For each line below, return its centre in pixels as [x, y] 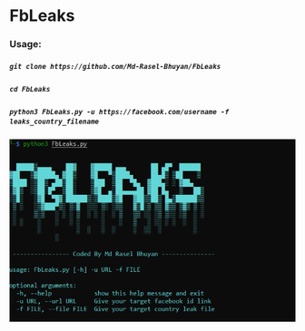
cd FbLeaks [30, 90]
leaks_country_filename [54, 122]
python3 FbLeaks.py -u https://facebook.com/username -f [119, 112]
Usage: [26, 44]
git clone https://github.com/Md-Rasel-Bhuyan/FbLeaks [115, 66]
